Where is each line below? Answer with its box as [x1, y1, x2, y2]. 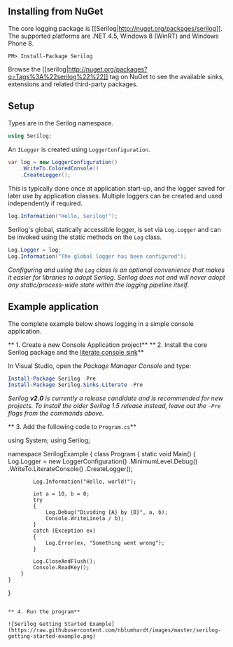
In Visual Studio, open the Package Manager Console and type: [8, 361, 192, 370]
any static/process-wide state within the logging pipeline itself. [8, 280, 190, 289]
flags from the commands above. [8, 409, 104, 418]
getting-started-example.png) [8, 633, 97, 640]
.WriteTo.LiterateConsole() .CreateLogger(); [8, 465, 133, 473]
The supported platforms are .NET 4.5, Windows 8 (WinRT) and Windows [8, 32, 219, 40]
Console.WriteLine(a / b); [45, 515, 125, 522]
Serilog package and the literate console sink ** [8, 348, 144, 356]
